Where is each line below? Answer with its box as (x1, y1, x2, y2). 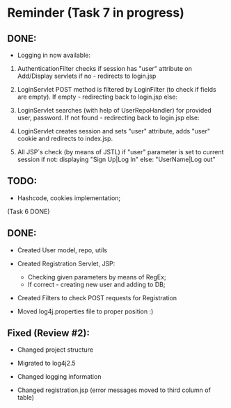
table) (17, 393, 35, 402)
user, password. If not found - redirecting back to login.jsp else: (17, 113, 200, 122)
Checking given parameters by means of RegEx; (27, 272, 166, 281)
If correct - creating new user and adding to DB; (27, 280, 166, 288)
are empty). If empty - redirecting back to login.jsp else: (17, 92, 178, 101)
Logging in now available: (17, 51, 90, 59)
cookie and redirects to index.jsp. (17, 134, 113, 142)
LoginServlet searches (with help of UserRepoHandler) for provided (17, 106, 212, 114)
